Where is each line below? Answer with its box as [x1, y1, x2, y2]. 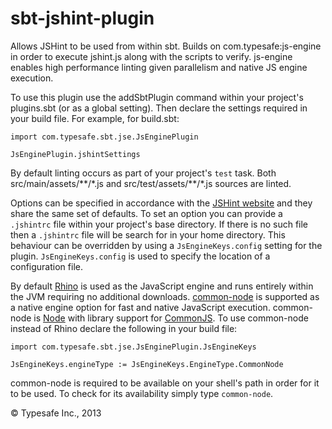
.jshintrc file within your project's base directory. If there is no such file [10, 218, 309, 230]
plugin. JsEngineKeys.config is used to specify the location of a [10, 250, 271, 262]
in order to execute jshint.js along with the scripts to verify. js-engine [10, 50, 293, 62]
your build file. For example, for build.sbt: [10, 112, 180, 124]
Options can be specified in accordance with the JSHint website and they [10, 197, 313, 209]
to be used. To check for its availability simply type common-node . [10, 387, 274, 399]
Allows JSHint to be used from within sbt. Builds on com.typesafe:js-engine [10, 40, 322, 52]
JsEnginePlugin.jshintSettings [10, 149, 141, 159]
